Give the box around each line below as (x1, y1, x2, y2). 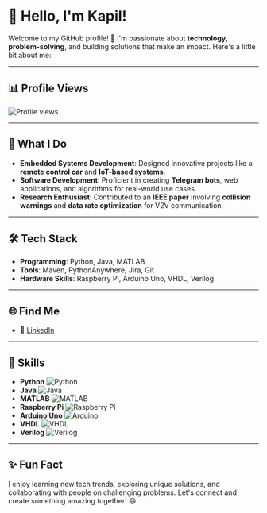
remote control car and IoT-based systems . (19, 167, 166, 176)
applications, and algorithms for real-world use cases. (19, 183, 197, 193)
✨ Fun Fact (8, 458, 64, 472)
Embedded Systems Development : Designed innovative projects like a (19, 158, 253, 168)
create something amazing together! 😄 (8, 496, 137, 505)
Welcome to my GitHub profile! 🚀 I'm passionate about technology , (8, 33, 228, 43)
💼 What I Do (8, 137, 68, 151)
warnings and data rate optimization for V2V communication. (19, 200, 224, 210)
